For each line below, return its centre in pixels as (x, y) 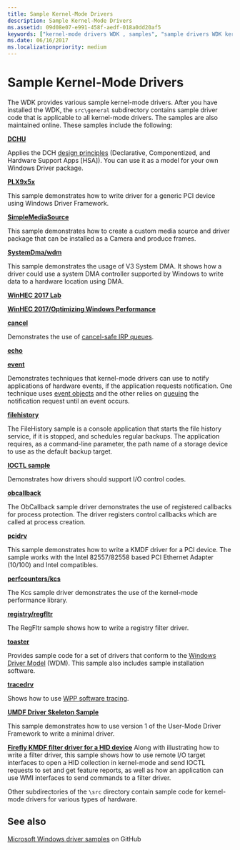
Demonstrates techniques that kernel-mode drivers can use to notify (108, 378)
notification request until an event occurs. (69, 401)
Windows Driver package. (45, 168)
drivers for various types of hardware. (82, 799)
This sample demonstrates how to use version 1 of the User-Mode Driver (114, 726)
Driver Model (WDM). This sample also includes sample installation (106, 663)
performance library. (37, 600)
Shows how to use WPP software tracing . (68, 698)
